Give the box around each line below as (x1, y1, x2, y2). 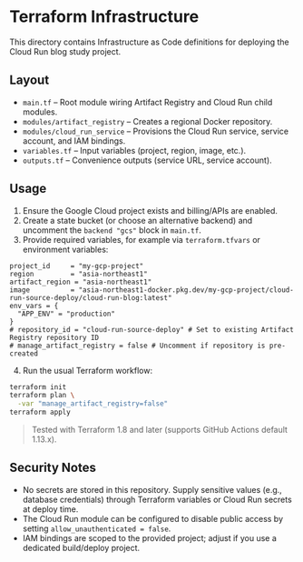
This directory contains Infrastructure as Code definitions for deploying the (9, 36, 290, 47)
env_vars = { (9, 301, 59, 310)
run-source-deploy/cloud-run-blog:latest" (9, 293, 172, 302)
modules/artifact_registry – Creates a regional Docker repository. (22, 115, 273, 126)
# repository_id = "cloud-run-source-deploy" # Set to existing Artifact (9, 325, 295, 334)
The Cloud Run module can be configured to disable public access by (22, 513, 284, 524)
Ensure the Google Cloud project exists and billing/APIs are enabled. (22, 205, 279, 216)
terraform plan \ (9, 391, 75, 400)
